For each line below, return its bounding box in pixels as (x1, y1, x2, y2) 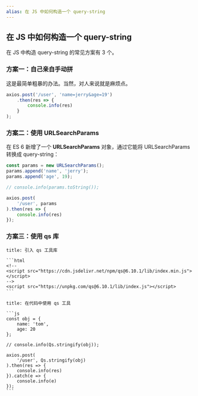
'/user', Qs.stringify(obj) (17, 357, 86, 363)
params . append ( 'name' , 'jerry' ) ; (6, 168, 89, 174)
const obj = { (6, 315, 41, 322)
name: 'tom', (17, 321, 49, 327)
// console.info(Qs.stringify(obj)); (6, 341, 100, 347)
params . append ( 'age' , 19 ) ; (6, 174, 73, 180)
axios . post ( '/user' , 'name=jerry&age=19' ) (6, 91, 113, 98)
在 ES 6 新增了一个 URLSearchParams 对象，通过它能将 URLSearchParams (6, 143, 190, 151)
